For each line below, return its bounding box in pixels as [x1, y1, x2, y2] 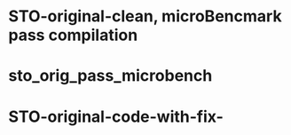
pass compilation [8, 25, 138, 45]
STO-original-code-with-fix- [8, 107, 224, 126]
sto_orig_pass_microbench [8, 66, 213, 86]
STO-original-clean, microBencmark [8, 6, 282, 27]
